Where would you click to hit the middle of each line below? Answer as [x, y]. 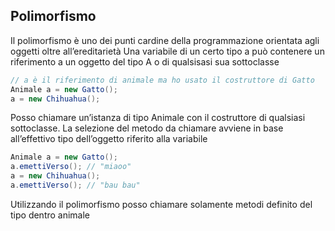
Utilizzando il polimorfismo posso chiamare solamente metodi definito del [161, 204]
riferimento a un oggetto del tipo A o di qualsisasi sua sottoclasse [145, 61]
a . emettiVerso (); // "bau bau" [75, 185]
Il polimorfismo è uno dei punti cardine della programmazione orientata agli [165, 40]
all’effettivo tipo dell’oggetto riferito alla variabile [109, 139]
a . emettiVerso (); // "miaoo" [71, 167]
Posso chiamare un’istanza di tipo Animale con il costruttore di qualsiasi [158, 118]
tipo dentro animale [50, 215]
